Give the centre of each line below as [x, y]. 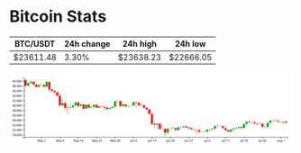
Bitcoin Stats [58, 17]
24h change [87, 44]
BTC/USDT [35, 44]
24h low [190, 44]
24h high [140, 44]
